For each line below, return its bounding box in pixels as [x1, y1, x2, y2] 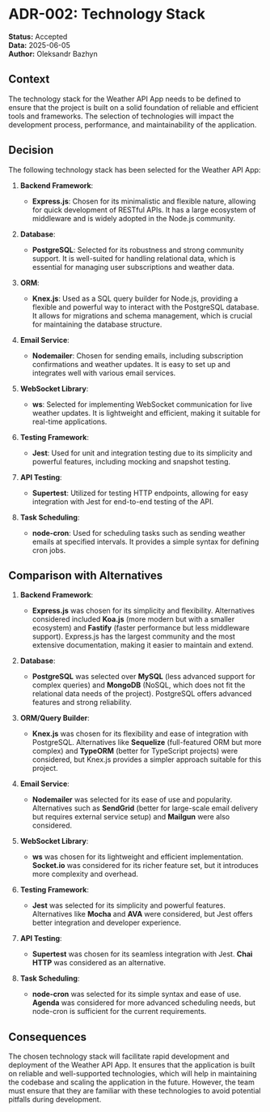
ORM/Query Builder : [19, 713, 91, 723]
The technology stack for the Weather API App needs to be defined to [8, 94, 241, 104]
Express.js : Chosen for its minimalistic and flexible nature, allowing [32, 196, 256, 206]
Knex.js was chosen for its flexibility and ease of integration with [32, 729, 249, 738]
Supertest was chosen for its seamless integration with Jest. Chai [32, 949, 253, 959]
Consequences [8, 1030, 87, 1044]
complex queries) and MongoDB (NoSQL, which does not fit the [32, 680, 246, 690]
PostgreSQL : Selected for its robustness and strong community [32, 245, 244, 254]
